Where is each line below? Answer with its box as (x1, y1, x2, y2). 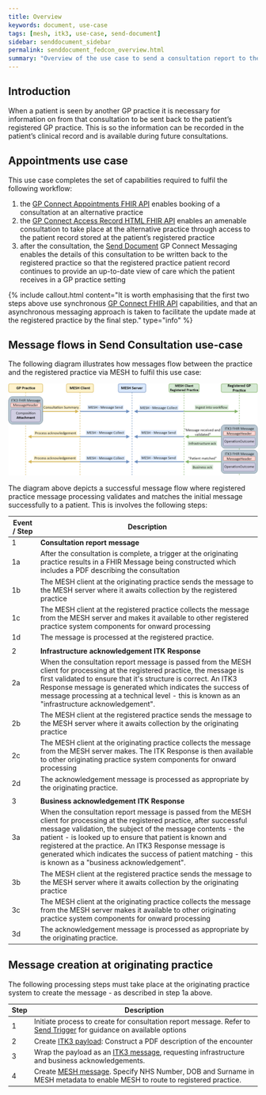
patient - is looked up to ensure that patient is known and (40, 833, 227, 842)
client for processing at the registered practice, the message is (40, 666, 244, 675)
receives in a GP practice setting (19, 274, 127, 284)
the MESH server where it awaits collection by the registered (40, 585, 237, 594)
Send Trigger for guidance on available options (34, 1025, 187, 1035)
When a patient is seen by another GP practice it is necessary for (8, 105, 220, 115)
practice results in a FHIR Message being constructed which (40, 557, 237, 567)
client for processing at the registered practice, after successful (40, 816, 248, 826)
